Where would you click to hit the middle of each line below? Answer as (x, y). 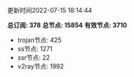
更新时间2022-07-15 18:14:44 (50, 10)
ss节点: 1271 (35, 49)
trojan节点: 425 (39, 40)
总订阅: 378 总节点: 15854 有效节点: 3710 (67, 25)
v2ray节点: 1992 (41, 66)
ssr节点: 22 (34, 57)
